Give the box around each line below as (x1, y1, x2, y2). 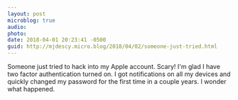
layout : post (7, 10, 46, 18)
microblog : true (7, 17, 55, 24)
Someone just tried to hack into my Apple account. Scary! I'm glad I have (7, 63, 220, 70)
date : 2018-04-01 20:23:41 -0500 (7, 37, 107, 44)
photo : (7, 30, 27, 37)
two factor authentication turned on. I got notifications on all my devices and (7, 70, 231, 78)
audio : (7, 23, 27, 30)
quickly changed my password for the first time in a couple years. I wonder (7, 77, 227, 85)
